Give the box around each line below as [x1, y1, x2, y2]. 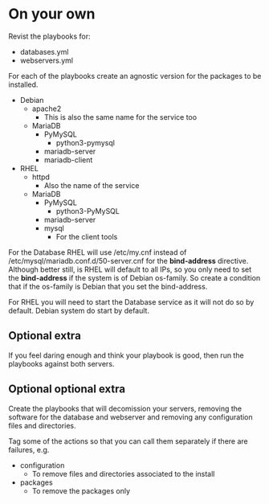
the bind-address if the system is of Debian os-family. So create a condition [8, 272, 261, 282]
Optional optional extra [8, 383, 126, 396]
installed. [8, 80, 39, 89]
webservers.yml [19, 55, 74, 65]
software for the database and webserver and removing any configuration [8, 412, 253, 422]
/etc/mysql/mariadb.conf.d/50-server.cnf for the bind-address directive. [8, 256, 249, 265]
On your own [8, 5, 96, 23]
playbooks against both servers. [8, 359, 115, 368]
